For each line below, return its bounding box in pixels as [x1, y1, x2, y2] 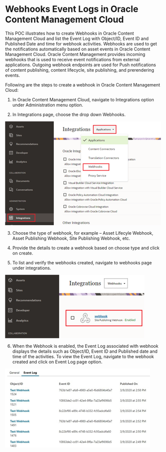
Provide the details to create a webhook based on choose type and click [12, 245, 160, 251]
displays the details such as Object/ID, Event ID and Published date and [12, 348, 158, 354]
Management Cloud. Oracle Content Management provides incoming [5, 51, 146, 57]
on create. [12, 250, 34, 256]
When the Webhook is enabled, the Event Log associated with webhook [12, 343, 159, 349]
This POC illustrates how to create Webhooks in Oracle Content [5, 30, 134, 36]
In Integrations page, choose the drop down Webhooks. [12, 111, 126, 117]
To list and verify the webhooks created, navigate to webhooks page [12, 260, 152, 266]
